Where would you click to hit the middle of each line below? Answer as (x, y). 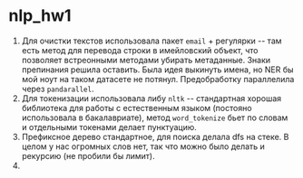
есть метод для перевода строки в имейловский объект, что (140, 50)
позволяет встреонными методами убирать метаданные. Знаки (146, 60)
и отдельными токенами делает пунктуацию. (109, 126)
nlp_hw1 (40, 16)
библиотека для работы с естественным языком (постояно (137, 108)
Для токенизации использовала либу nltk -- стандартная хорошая (151, 98)
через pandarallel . (58, 89)
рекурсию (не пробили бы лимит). (88, 155)
